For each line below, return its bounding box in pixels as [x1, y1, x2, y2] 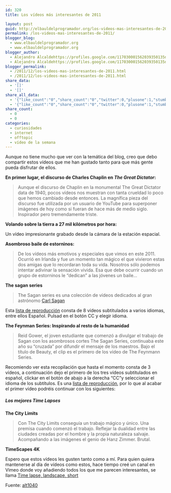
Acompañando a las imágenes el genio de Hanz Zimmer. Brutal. [17, 436, 151, 443]
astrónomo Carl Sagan [17, 297, 65, 304]
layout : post [5, 21, 33, 26]
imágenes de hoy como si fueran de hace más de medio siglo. [17, 206, 149, 212]
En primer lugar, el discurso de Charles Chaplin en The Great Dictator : [5, 174, 156, 181]
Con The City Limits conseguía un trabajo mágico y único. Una [17, 420, 149, 426]
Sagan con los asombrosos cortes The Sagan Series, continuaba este [17, 338, 164, 344]
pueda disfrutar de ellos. [5, 165, 57, 171]
